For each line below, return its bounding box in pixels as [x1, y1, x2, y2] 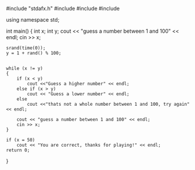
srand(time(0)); [6, 45, 46, 51]
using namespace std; [6, 16, 60, 23]
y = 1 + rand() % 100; [6, 50, 61, 56]
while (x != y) [6, 65, 43, 71]
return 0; [6, 147, 30, 153]
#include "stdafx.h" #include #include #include [6, 5, 120, 12]
